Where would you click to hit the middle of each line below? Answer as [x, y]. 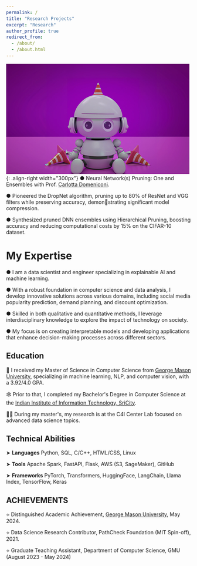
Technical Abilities [41, 439]
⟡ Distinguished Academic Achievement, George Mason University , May [93, 514]
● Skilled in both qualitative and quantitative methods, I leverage [84, 314]
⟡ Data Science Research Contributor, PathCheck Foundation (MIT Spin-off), [98, 533]
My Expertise [39, 256]
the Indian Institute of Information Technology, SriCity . [71, 403]
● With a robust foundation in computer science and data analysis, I [89, 289]
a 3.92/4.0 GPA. [25, 382]
